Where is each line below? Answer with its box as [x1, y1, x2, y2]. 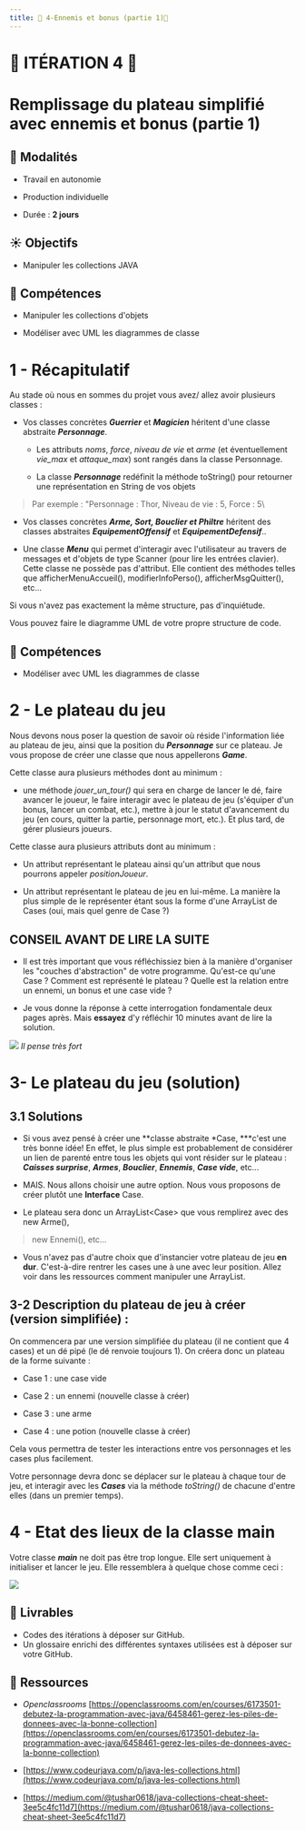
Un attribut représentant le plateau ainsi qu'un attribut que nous [22, 859, 261, 870]
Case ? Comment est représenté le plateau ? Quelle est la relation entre [22, 975, 289, 986]
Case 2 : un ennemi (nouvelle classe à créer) [22, 1390, 191, 1401]
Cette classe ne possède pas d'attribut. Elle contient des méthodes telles [22, 563, 296, 574]
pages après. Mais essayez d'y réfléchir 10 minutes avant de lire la [22, 1012, 272, 1023]
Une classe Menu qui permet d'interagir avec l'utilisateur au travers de [22, 543, 288, 555]
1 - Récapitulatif [9, 359, 130, 380]
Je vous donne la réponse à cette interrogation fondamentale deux [22, 1002, 272, 1013]
